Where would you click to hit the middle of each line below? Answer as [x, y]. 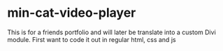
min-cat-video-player [72, 13]
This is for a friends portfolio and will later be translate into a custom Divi [112, 32]
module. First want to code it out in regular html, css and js [92, 39]
